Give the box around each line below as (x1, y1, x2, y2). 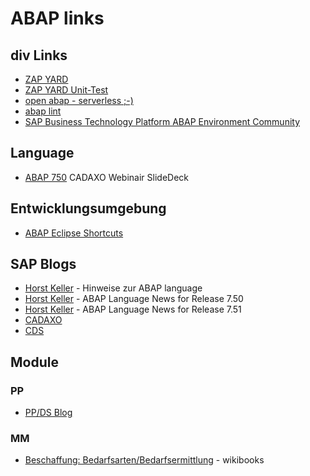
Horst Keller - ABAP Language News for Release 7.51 (24, 303, 242, 316)
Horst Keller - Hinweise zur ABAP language (24, 282, 203, 294)
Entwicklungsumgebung (10, 200, 167, 217)
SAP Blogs (10, 256, 77, 273)
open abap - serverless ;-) (24, 95, 134, 106)
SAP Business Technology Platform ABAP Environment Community (24, 116, 301, 127)
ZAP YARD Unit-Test (24, 84, 109, 96)
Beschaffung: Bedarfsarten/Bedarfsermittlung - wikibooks (24, 454, 265, 466)
